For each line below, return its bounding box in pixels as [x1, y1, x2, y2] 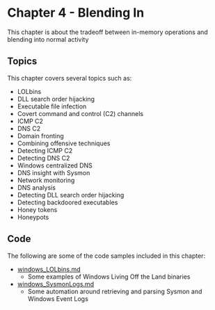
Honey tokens [17, 205, 58, 213]
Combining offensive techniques [17, 139, 111, 147]
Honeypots [17, 213, 49, 221]
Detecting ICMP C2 [17, 146, 73, 154]
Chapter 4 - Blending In [7, 5, 145, 21]
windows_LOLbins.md [17, 265, 81, 273]
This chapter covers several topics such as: [7, 74, 132, 82]
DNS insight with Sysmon [17, 168, 90, 177]
